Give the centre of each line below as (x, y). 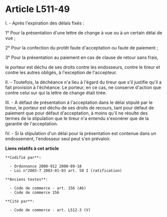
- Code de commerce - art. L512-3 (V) (50, 210)
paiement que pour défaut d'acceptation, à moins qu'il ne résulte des (76, 113)
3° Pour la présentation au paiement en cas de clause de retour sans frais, (82, 57)
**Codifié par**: (23, 157)
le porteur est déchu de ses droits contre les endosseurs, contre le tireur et (83, 67)
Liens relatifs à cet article (32, 148)
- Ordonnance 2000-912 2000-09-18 (46, 166)
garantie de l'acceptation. (32, 123)
